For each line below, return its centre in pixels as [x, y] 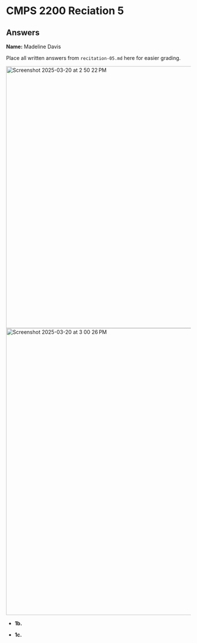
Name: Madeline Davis [34, 46]
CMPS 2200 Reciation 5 [65, 11]
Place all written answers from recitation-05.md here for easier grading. [94, 58]
